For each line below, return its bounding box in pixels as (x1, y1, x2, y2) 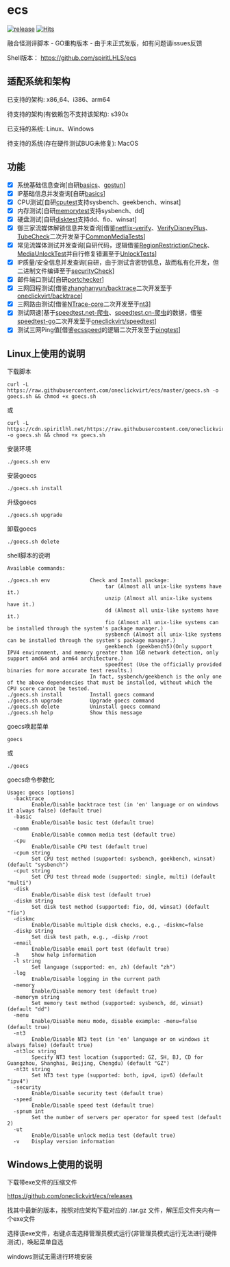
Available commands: (7, 565, 66, 572)
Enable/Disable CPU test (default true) (31, 844, 149, 850)
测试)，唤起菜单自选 (7, 1238, 64, 1246)
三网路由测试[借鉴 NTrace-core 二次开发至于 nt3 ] (16, 300, 151, 308)
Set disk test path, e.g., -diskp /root (31, 934, 149, 940)
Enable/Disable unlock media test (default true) (31, 1132, 176, 1139)
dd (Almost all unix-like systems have (105, 607, 219, 614)
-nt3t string (13, 1066, 51, 1073)
